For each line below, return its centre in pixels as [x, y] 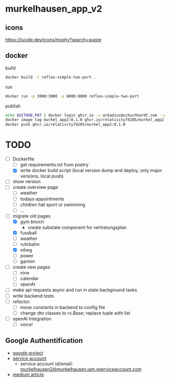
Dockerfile [23, 159]
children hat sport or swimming [53, 204]
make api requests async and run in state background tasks [75, 290]
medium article [28, 374]
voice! [27, 324]
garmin [28, 261]
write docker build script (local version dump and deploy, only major [91, 170]
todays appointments [42, 199]
